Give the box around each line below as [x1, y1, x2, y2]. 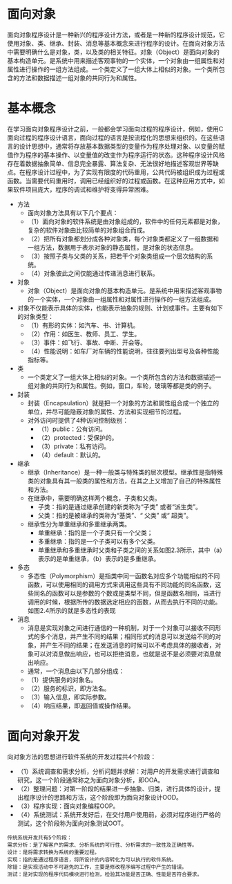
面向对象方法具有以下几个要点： [27, 208, 119, 217]
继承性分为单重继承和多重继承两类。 [27, 519, 131, 528]
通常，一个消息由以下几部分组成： [27, 667, 125, 675]
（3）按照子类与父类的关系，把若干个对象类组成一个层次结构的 [27, 252, 207, 260]
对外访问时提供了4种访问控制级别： [27, 416, 129, 424]
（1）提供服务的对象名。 [27, 675, 97, 683]
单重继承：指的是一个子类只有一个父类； [37, 528, 153, 537]
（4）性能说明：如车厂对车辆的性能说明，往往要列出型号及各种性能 [27, 347, 220, 355]
